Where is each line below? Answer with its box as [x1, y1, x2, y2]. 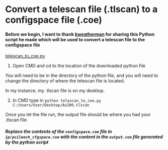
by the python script [5, 139, 49, 145]
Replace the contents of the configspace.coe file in [5, 128, 112, 134]
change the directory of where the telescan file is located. [5, 78, 125, 84]
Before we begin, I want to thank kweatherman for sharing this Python [5, 31, 155, 37]
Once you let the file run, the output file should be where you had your [5, 112, 151, 118]
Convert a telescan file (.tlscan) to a [5, 4, 158, 15]
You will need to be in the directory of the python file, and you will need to [5, 72, 158, 79]
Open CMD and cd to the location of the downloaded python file [12, 63, 146, 69]
